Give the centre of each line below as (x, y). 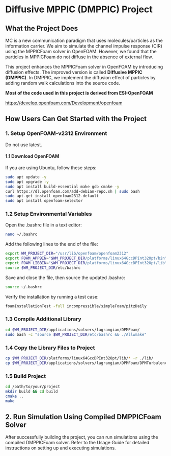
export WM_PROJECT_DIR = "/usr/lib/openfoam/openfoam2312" (67, 254)
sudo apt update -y (26, 177)
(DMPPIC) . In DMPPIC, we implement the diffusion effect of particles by (81, 77)
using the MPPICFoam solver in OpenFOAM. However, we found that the (81, 51)
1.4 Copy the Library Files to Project (50, 348)
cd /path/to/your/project (33, 386)
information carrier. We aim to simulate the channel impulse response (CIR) (84, 46)
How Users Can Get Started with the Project (76, 119)
